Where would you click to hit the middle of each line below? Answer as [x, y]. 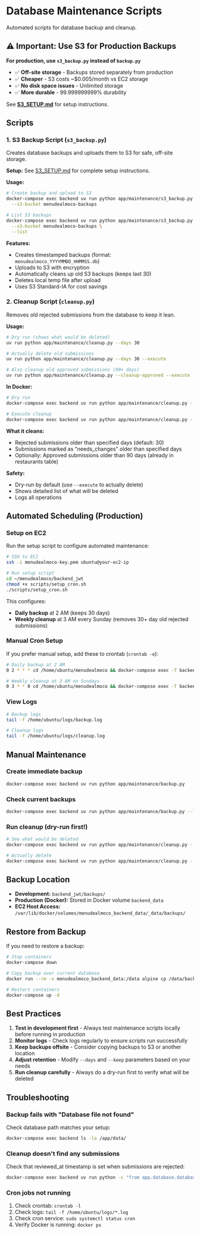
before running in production [50, 1034]
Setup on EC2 [26, 533]
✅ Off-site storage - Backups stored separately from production [94, 72]
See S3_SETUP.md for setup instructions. [57, 104]
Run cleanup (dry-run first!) [47, 827]
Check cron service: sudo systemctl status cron [75, 1219]
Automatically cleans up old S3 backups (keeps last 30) [83, 274]
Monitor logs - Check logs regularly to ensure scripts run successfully [101, 1041]
